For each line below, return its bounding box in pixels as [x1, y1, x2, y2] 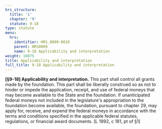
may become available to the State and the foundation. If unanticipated [5, 92, 151, 98]
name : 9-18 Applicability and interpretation [14, 49, 110, 54]
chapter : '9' [9, 16, 37, 21]
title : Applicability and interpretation [5, 58, 92, 63]
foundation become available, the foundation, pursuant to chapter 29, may [5, 103, 158, 109]
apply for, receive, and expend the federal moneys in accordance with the [5, 108, 157, 114]
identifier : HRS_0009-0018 [14, 40, 70, 45]
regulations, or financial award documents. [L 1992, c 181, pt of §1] [5, 119, 141, 125]
